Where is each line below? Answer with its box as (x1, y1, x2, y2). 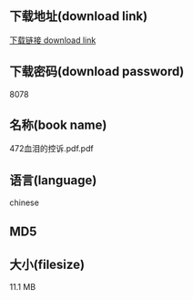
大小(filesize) (9, 257, 85, 273)
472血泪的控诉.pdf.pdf (9, 143, 94, 154)
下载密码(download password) (9, 64, 185, 79)
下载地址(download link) (9, 8, 148, 25)
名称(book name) (9, 118, 107, 133)
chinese (9, 197, 39, 208)
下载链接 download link (9, 35, 96, 46)
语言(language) (9, 172, 97, 188)
